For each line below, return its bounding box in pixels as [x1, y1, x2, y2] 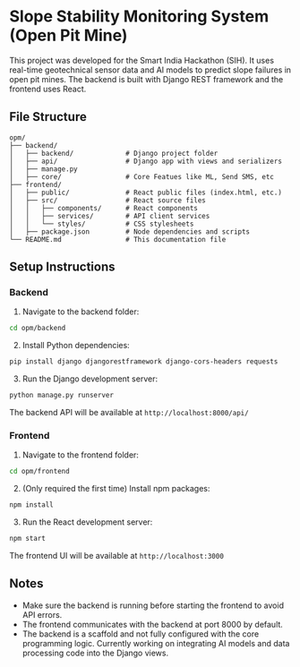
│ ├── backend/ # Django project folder [9, 149, 219, 158]
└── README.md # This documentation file [9, 235, 227, 244]
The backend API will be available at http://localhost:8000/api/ [9, 407, 249, 418]
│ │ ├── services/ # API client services [9, 211, 210, 220]
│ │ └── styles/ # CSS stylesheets [9, 219, 194, 228]
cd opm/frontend [9, 467, 70, 476]
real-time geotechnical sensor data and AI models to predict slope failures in [9, 64, 292, 75]
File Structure [9, 109, 87, 124]
